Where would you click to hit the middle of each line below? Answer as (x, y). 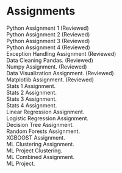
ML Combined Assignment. (41, 157)
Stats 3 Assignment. (31, 99)
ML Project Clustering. (34, 151)
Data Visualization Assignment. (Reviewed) (60, 73)
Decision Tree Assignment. (40, 124)
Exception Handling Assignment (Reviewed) (61, 53)
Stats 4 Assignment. (32, 105)
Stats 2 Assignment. (31, 92)
